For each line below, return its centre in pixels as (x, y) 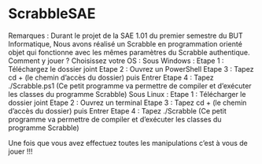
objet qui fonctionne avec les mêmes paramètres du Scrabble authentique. (129, 52)
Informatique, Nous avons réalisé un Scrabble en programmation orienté (125, 43)
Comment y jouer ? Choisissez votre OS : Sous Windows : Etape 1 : (116, 61)
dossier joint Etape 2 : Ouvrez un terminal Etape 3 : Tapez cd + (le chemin (127, 102)
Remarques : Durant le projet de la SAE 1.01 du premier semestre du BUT (126, 35)
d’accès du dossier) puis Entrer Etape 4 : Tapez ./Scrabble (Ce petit (117, 110)
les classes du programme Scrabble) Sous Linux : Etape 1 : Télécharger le (127, 94)
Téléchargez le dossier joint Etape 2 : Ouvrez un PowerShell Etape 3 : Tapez (131, 69)
